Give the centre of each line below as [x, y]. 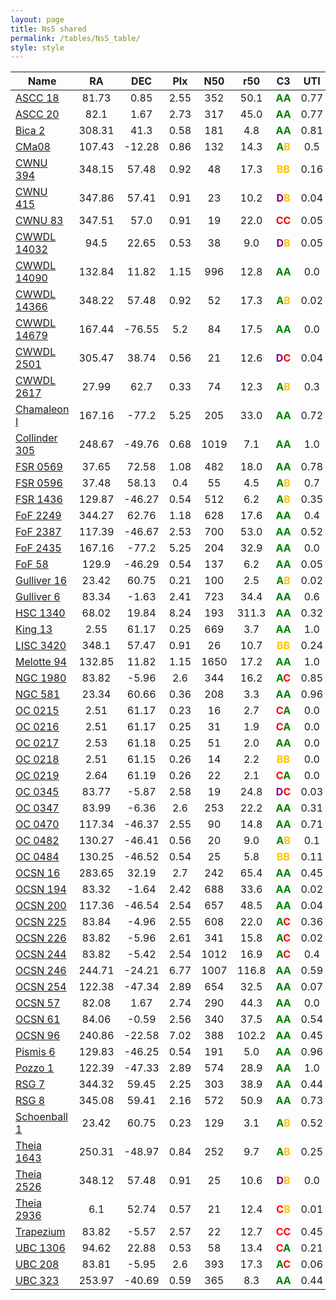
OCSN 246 [41, 971]
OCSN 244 [41, 954]
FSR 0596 [39, 483]
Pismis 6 [35, 1052]
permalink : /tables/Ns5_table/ [75, 38]
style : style [37, 47]
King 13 [34, 629]
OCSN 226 [41, 938]
